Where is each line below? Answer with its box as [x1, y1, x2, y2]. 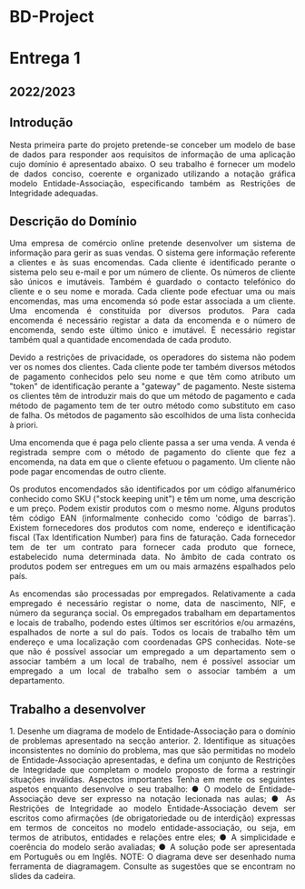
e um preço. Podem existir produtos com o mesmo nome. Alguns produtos [9, 503, 296, 514]
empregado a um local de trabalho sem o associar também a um [9, 665, 296, 676]
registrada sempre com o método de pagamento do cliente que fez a [9, 447, 296, 458]
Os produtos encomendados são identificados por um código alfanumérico [9, 484, 296, 494]
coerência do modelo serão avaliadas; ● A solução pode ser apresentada [9, 842, 296, 853]
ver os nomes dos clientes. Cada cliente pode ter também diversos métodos [9, 362, 296, 373]
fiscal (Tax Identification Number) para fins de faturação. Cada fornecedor [9, 532, 296, 543]
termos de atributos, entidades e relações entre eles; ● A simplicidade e [9, 832, 296, 843]
